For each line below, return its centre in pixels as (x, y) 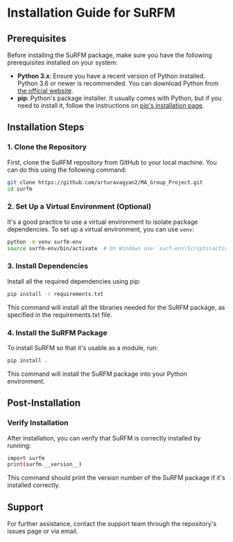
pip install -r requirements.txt (55, 294)
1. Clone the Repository (47, 147)
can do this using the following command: (67, 170)
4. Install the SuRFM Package (57, 333)
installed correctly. (34, 485)
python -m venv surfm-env (44, 242)
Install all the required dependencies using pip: (74, 281)
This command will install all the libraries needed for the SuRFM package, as (116, 307)
